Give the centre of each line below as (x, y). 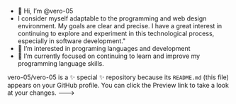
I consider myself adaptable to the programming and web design (112, 18)
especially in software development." (72, 41)
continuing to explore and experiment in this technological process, (116, 33)
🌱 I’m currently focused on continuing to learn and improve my (109, 56)
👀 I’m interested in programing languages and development (104, 48)
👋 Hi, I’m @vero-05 (45, 11)
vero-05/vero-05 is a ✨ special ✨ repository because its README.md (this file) (118, 77)
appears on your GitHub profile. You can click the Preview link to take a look (118, 85)
